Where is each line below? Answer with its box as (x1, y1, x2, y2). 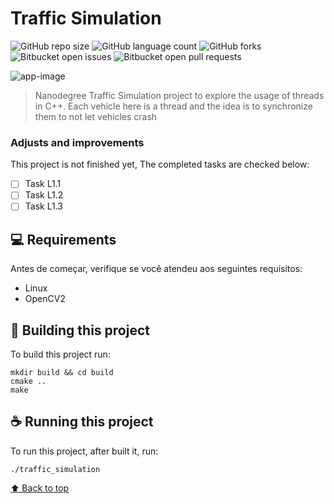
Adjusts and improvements (10, 135, 145, 149)
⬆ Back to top (10, 482, 70, 494)
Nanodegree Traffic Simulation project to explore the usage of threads (34, 89, 325, 101)
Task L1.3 (24, 200, 63, 212)
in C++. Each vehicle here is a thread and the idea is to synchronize (34, 100, 313, 112)
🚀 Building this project (10, 322, 150, 339)
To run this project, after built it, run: (10, 445, 159, 457)
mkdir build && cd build (10, 368, 114, 378)
